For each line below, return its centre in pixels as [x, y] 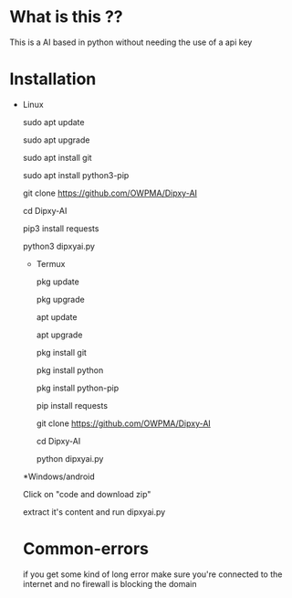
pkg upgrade [60, 299]
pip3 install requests [61, 228]
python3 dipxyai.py [59, 246]
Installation [53, 79]
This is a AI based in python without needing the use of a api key [131, 42]
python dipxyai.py [70, 458]
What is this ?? [66, 17]
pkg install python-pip [78, 388]
